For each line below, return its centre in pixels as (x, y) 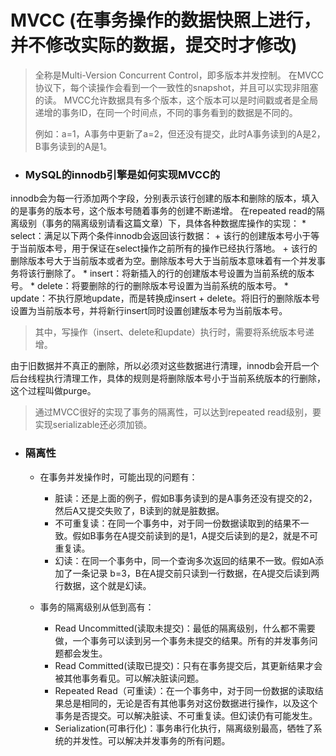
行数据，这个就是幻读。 (103, 585)
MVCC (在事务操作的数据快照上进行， (166, 20)
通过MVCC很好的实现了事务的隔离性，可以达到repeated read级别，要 (178, 412)
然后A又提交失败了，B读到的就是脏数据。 (139, 510)
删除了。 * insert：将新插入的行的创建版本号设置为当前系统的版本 (179, 273)
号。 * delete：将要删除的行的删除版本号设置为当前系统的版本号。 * (149, 286)
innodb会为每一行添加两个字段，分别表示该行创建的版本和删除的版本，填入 (165, 198)
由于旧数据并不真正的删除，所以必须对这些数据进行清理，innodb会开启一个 (165, 366)
